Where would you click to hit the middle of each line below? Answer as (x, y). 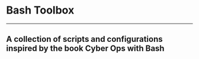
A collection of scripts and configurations (84, 39)
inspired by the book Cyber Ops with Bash (85, 49)
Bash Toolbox (40, 10)
